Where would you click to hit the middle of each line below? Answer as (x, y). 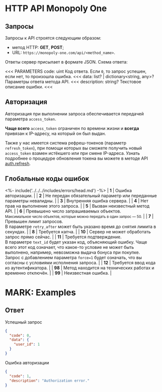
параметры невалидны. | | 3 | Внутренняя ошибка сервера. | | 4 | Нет (77, 201)
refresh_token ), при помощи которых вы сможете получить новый (74, 148)
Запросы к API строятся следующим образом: (53, 38)
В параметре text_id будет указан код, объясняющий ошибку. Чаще (76, 242)
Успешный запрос (24, 322)
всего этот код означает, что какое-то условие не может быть (70, 247)
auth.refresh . (18, 163)
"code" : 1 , (20, 376)
